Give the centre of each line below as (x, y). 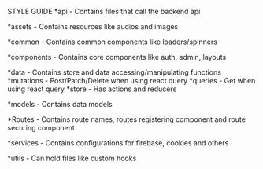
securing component (41, 128)
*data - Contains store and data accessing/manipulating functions (115, 72)
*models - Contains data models (60, 104)
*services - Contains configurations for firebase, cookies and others (118, 143)
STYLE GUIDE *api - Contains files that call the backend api (104, 11)
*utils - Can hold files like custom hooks (72, 158)
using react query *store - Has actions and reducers (92, 89)
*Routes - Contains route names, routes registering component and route (126, 119)
